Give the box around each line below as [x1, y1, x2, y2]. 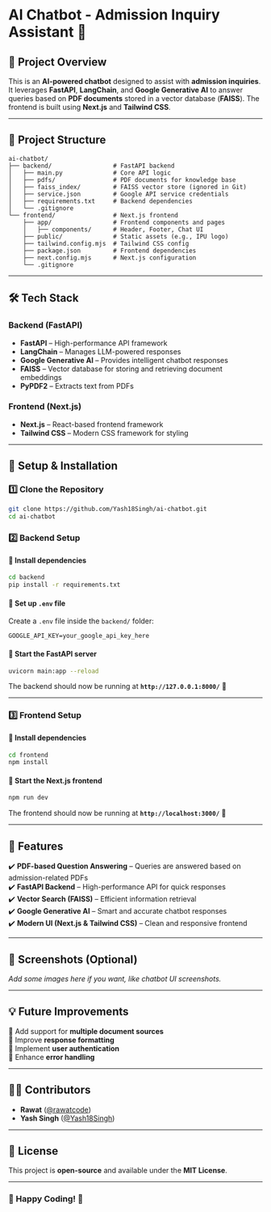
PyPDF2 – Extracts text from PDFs [19, 381, 135, 391]
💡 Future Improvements [8, 1005, 129, 1019]
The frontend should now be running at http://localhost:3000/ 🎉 [8, 809, 227, 818]
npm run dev [8, 794, 48, 802]
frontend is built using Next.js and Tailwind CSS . [8, 103, 171, 112]
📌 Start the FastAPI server [8, 648, 98, 658]
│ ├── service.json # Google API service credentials [8, 190, 229, 198]
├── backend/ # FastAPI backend [8, 162, 175, 170]
